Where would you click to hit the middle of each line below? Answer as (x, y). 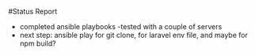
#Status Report (33, 11)
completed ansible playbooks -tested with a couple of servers (121, 26)
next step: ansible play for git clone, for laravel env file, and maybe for (133, 35)
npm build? (38, 43)
